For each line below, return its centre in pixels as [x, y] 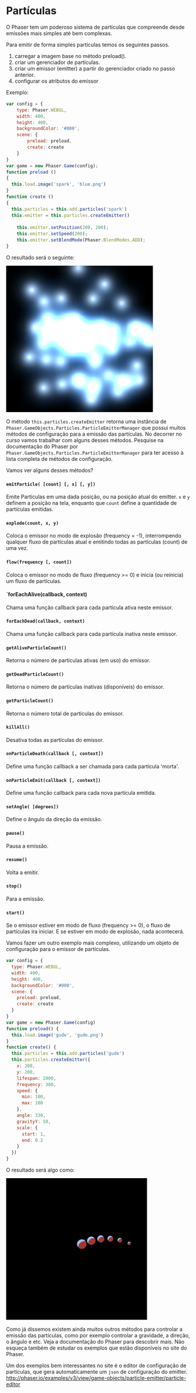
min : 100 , [33, 1097]
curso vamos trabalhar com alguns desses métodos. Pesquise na [85, 440]
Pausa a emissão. [27, 846]
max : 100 [32, 1103]
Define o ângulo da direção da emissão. [54, 819]
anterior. [25, 75]
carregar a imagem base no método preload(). [70, 56]
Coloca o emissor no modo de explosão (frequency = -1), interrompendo [94, 536]
